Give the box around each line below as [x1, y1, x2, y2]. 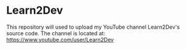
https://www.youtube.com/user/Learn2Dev [6, 36, 114, 43]
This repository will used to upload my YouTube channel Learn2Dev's [6, 23, 181, 30]
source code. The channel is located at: [6, 29, 105, 36]
